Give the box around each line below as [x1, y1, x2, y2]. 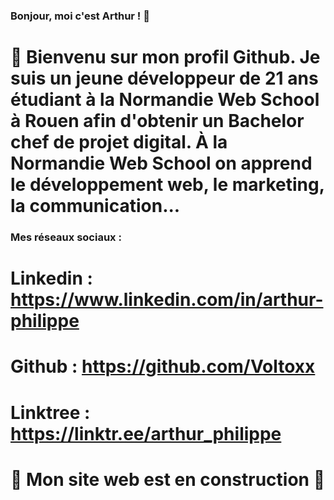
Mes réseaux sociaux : [10, 230, 122, 244]
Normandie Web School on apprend [10, 152, 313, 175]
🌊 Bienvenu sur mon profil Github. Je [10, 46, 321, 69]
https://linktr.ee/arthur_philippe [10, 422, 282, 445]
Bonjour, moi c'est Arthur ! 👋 [10, 9, 150, 23]
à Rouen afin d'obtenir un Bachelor [10, 110, 305, 133]
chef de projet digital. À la [10, 131, 228, 154]
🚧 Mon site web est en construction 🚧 [10, 468, 326, 491]
